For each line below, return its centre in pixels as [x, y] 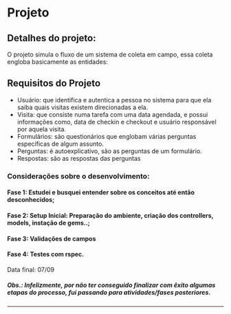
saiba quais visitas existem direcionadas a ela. [82, 107]
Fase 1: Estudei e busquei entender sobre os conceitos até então [101, 192]
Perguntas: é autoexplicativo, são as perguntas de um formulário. [110, 151]
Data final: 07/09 [31, 269]
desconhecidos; [31, 200]
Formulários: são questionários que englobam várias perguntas [107, 136]
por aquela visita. [42, 129]
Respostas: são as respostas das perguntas [79, 158]
